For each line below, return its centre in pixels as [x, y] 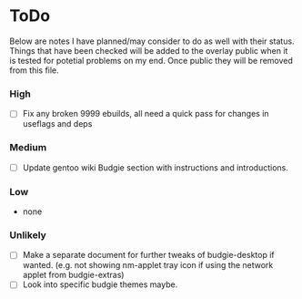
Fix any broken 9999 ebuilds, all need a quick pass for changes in [146, 114]
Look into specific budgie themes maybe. [100, 284]
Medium [28, 148]
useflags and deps [57, 124]
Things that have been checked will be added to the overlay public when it [149, 50]
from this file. [34, 70]
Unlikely [28, 235]
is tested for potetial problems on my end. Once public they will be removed [151, 60]
